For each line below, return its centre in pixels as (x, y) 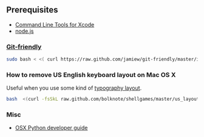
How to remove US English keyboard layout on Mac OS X (91, 75)
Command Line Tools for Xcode (55, 24)
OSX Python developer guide (51, 128)
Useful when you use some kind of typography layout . (74, 88)
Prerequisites (32, 10)
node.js (25, 31)
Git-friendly (24, 47)
